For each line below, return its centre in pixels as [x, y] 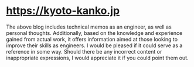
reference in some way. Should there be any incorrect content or [84, 51]
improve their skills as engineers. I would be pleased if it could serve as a [94, 45]
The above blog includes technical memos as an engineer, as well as [89, 27]
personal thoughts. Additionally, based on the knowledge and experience [94, 33]
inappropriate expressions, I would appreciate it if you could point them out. [97, 58]
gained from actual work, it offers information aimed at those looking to [92, 39]
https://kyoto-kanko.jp [63, 11]
